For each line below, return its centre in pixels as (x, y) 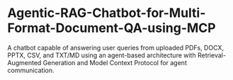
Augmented (24, 62)
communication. (31, 70)
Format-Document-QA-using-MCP (112, 28)
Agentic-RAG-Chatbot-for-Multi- (107, 13)
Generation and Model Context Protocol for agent (115, 62)
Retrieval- (212, 55)
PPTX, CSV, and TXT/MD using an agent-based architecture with (102, 55)
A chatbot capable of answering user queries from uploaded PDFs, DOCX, (116, 47)
